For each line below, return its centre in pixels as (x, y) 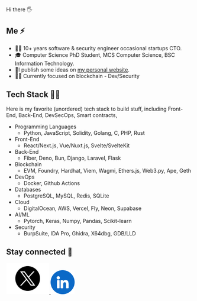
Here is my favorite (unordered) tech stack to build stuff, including (86, 109)
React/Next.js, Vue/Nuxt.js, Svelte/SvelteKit (77, 145)
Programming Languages (46, 127)
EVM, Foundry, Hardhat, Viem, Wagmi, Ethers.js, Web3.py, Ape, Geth (107, 170)
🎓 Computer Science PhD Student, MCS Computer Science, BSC (95, 55)
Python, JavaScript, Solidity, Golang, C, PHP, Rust (84, 132)
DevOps (25, 177)
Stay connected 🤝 (39, 252)
